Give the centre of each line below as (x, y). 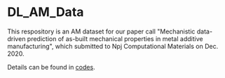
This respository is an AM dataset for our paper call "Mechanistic (101, 31)
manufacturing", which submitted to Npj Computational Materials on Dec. (113, 46)
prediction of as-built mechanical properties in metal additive (115, 38)
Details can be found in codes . (52, 67)
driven (16, 38)
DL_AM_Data (46, 12)
